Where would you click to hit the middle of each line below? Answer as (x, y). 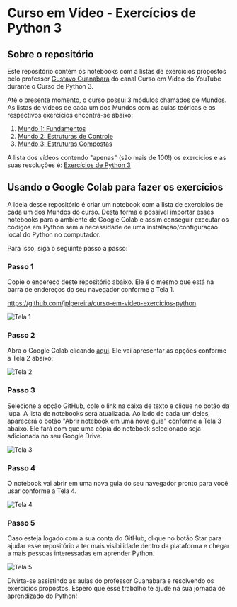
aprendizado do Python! (42, 596)
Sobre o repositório (51, 54)
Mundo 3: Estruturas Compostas (65, 144)
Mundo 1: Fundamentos (52, 129)
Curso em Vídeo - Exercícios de (102, 13)
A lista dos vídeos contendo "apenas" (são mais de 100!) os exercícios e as (117, 158)
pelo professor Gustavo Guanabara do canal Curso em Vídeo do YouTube (114, 79)
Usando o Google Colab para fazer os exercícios (115, 187)
